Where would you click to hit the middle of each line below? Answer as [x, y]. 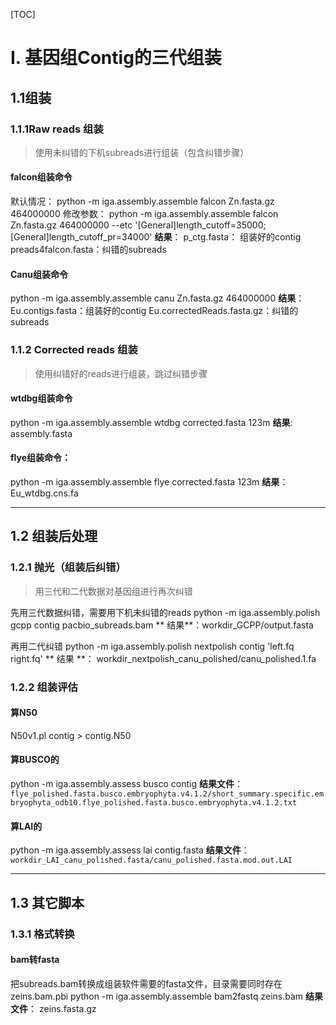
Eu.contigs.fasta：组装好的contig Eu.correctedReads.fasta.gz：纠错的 [154, 311]
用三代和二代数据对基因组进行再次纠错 [113, 591]
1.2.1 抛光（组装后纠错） [68, 567]
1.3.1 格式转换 [42, 934]
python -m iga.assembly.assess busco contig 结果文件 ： [126, 783]
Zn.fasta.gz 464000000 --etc [71, 225]
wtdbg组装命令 [41, 398]
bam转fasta [35, 960]
